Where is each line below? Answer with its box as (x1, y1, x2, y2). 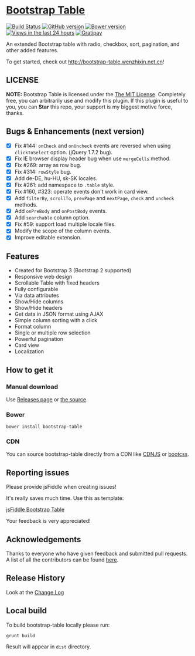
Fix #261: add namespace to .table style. (14, 181, 115, 188)
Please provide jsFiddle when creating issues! (6, 483, 117, 491)
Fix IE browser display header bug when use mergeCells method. (14, 155, 171, 162)
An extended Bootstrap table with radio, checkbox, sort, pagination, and (6, 40, 180, 48)
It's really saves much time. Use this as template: (6, 495, 124, 502)
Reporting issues (6, 468, 70, 478)
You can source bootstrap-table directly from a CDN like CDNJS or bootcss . (6, 451, 189, 458)
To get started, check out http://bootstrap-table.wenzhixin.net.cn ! (6, 58, 165, 65)
